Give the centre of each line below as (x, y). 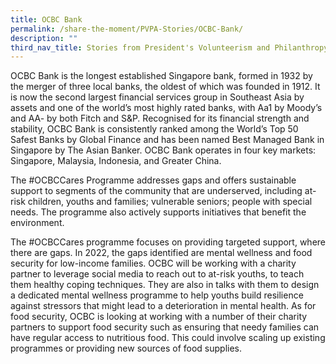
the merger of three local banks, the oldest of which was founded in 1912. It (165, 87)
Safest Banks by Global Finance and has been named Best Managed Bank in (167, 140)
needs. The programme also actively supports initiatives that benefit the (158, 212)
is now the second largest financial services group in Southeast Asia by (157, 97)
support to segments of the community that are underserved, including (156, 191)
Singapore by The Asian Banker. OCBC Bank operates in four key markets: (163, 150)
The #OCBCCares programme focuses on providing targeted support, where (168, 242)
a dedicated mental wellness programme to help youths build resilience (157, 295)
